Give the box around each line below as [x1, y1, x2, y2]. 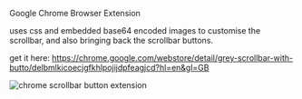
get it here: [9, 53, 50, 63]
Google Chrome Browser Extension [9, 8, 141, 18]
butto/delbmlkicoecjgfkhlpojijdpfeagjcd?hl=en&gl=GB [9, 63, 209, 73]
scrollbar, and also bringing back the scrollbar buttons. [9, 35, 214, 45]
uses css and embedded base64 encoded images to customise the [9, 25, 261, 35]
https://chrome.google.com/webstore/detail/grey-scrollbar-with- [51, 53, 293, 63]
